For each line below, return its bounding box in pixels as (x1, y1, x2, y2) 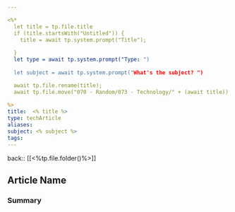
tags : (7, 134, 23, 141)
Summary (7, 195, 42, 205)
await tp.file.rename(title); (13, 82, 102, 89)
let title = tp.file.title (13, 23, 93, 30)
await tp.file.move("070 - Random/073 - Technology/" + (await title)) (13, 88, 229, 95)
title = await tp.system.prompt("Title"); (20, 36, 147, 43)
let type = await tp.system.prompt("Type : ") (13, 56, 150, 64)
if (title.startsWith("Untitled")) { (13, 30, 125, 37)
